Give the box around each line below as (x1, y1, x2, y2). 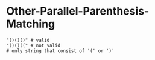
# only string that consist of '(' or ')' (6, 47, 115, 54)
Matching (6, 17, 55, 31)
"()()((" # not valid (6, 42, 61, 48)
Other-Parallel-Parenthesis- (6, 4, 150, 18)
